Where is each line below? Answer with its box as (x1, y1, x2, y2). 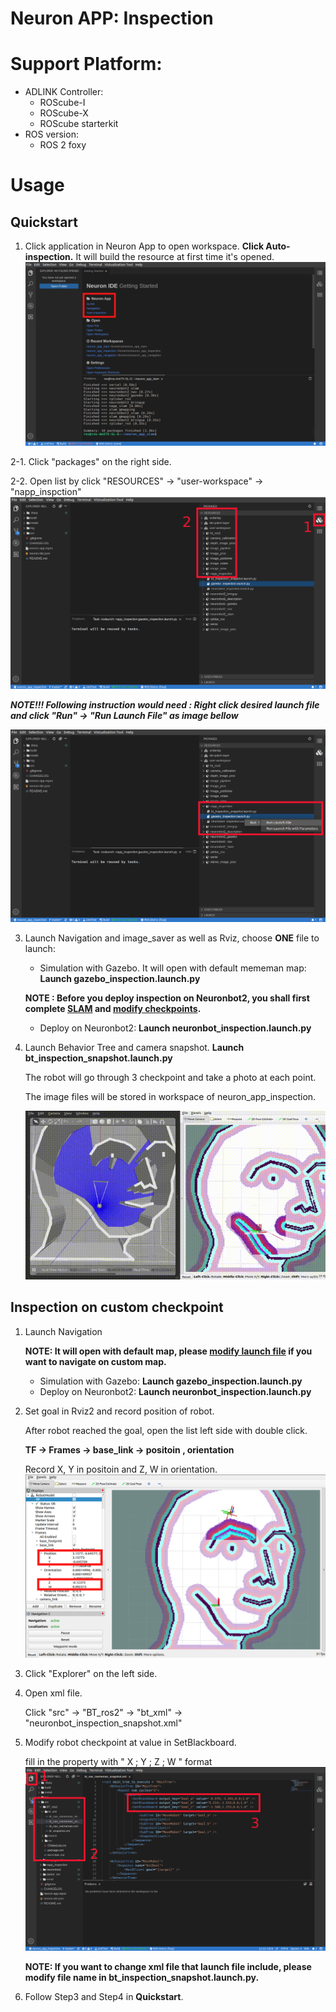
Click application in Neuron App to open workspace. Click (24, 240, 265, 252)
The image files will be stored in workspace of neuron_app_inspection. (24, 1090, 317, 1102)
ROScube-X (39, 107, 89, 119)
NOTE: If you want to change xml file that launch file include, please (24, 1961, 312, 1973)
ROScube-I (39, 97, 86, 109)
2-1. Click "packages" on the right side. (10, 455, 172, 467)
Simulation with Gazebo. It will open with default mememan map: (39, 962, 307, 974)
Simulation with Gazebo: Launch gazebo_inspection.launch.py (39, 1375, 303, 1387)
